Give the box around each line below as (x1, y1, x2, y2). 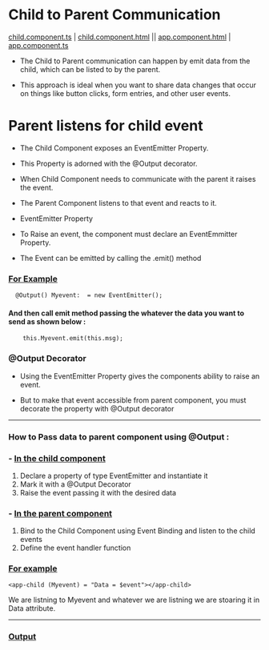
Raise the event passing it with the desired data (19, 487, 177, 497)
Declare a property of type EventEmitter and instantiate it (19, 471, 208, 480)
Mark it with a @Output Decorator (19, 479, 132, 489)
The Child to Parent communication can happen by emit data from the (19, 56, 251, 66)
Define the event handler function (19, 543, 131, 553)
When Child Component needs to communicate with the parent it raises (19, 174, 256, 183)
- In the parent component (8, 508, 113, 519)
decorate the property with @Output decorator (19, 403, 175, 413)
